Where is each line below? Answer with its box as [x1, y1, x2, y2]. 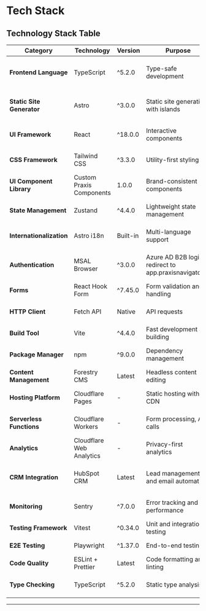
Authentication [9, 261, 55, 269]
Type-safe [146, 64, 177, 72]
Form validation [146, 282, 191, 290]
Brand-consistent [146, 177, 197, 185]
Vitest [73, 524, 91, 532]
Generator [9, 105, 40, 113]
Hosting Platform [9, 393, 60, 402]
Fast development [146, 325, 198, 333]
